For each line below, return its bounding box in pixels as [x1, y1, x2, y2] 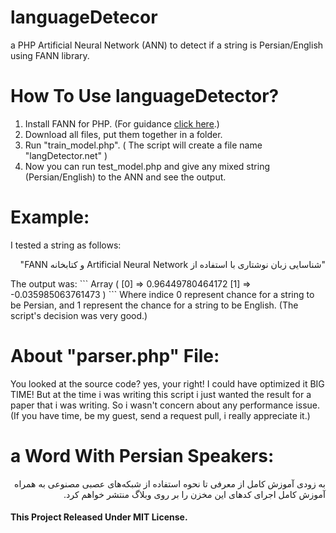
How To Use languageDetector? [10, 85, 280, 108]
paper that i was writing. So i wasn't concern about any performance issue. [10, 399, 321, 411]
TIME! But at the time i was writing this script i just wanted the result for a [10, 388, 312, 400]
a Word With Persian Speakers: [10, 444, 275, 467]
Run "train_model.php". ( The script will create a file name [24, 139, 263, 151]
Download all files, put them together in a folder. [24, 128, 223, 140]
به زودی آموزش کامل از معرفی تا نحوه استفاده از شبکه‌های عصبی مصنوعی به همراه [14, 477, 326, 490]
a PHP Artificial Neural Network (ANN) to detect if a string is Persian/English [10, 39, 324, 51]
